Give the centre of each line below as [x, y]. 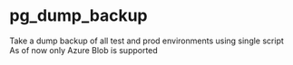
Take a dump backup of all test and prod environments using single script [146, 41]
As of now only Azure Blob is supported [84, 50]
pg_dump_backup [78, 16]
